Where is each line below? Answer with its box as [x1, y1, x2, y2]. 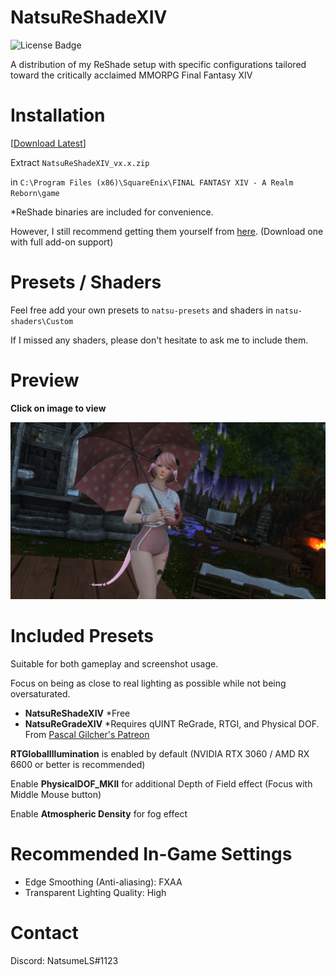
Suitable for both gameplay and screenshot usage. [10, 658, 219, 670]
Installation [10, 104, 106, 127]
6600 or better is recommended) [10, 759, 146, 771]
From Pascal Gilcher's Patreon [24, 729, 150, 741]
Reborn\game [10, 188, 60, 198]
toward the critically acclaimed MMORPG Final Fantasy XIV [10, 69, 253, 81]
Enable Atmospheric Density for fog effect [10, 808, 188, 820]
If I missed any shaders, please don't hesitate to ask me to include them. [10, 334, 309, 346]
